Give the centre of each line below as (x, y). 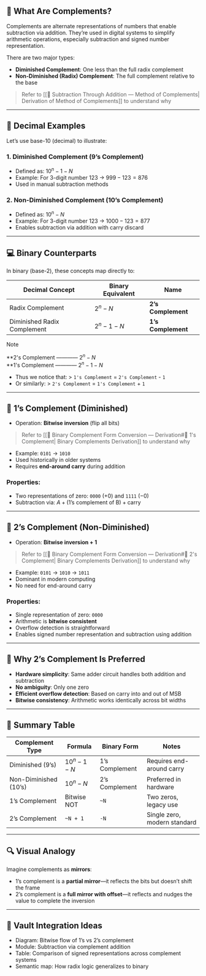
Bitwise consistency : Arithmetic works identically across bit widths (101, 700)
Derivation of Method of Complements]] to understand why (96, 101)
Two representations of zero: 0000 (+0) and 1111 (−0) (82, 496)
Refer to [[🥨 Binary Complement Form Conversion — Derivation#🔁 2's (109, 554)
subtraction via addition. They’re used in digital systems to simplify (90, 33)
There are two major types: (40, 57)
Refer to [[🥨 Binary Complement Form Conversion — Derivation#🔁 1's (109, 435)
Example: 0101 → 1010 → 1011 (52, 572)
